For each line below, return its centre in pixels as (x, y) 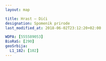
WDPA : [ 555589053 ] (24, 37)
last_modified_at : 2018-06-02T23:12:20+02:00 (53, 28)
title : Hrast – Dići (27, 19)
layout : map (17, 10)
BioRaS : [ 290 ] (20, 42)
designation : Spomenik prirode (38, 23)
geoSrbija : (16, 46)
